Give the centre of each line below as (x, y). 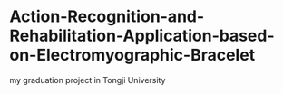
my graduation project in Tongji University (88, 80)
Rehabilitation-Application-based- (142, 36)
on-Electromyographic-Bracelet (132, 55)
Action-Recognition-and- (107, 17)
